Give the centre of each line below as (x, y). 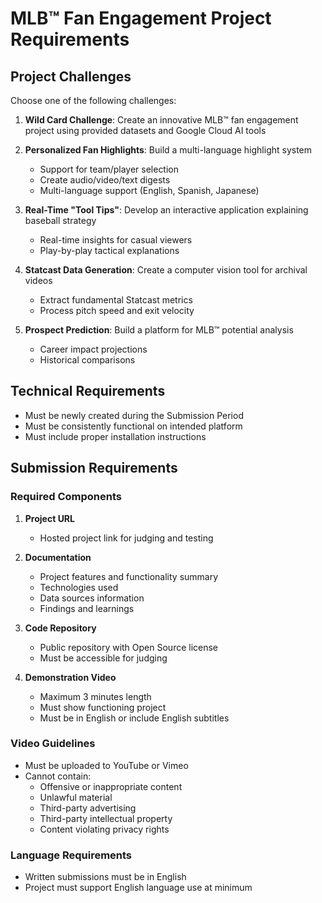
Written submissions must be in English (105, 877)
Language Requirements (71, 855)
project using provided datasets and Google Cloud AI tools (145, 130)
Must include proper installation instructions (115, 436)
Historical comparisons (87, 360)
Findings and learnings (87, 608)
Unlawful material (76, 797)
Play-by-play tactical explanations (109, 250)
